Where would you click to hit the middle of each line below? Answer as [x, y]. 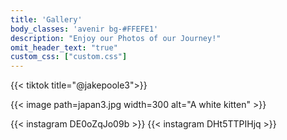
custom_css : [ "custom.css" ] [69, 57]
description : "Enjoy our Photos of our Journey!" [116, 38]
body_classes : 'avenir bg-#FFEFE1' [84, 29]
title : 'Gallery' [46, 19]
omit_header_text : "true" [64, 47]
